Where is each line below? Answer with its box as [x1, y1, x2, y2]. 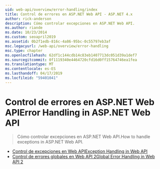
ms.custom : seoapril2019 [5, 35, 56, 40]
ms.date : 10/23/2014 [5, 30, 48, 35]
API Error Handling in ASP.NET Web [5, 107, 151, 118]
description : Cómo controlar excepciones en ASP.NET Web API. [5, 21, 135, 26]
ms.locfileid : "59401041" [5, 75, 58, 80]
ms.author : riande [5, 25, 43, 30]
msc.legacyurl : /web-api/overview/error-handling [5, 44, 109, 48]
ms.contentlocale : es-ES [5, 67, 56, 72]
